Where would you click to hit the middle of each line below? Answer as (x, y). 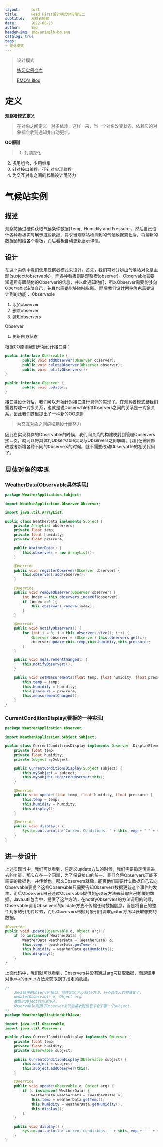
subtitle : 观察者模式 (27, 18)
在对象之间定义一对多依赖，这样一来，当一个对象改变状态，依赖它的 (85, 126)
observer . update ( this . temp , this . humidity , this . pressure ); (91, 642)
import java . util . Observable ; (36, 1024)
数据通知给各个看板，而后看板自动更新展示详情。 (54, 240)
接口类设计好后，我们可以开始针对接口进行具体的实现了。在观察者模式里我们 (81, 402)
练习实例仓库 (30, 70)
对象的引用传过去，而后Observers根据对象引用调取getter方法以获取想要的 (83, 911)
